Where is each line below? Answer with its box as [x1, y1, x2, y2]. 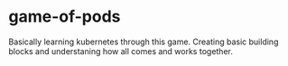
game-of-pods [8, 6, 121, 27]
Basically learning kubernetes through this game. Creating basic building [8, 36, 279, 47]
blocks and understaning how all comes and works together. [8, 45, 234, 56]
